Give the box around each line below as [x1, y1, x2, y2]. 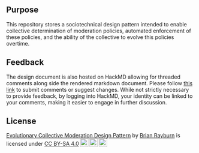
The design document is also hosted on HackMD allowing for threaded [6, 73, 181, 80]
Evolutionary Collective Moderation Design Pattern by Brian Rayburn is [6, 132, 181, 139]
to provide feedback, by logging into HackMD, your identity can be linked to [6, 92, 193, 100]
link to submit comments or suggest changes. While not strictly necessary [6, 86, 189, 93]
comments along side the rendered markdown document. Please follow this [6, 79, 193, 86]
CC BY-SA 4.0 [44, 140, 79, 148]
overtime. [6, 40, 30, 47]
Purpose [6, 5, 39, 15]
